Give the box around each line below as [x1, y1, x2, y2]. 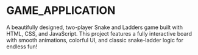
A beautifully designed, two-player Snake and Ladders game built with [6, 24, 183, 31]
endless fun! [6, 43, 38, 50]
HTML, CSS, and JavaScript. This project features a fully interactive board [6, 30, 192, 37]
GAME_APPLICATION [6, 4, 116, 18]
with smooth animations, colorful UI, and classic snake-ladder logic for [6, 36, 184, 44]
